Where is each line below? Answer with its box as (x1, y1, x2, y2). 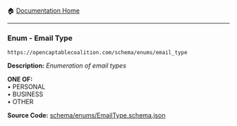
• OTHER (7, 98, 34, 106)
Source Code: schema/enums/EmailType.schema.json (7, 111, 166, 120)
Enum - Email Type (7, 33, 73, 43)
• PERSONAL (7, 82, 46, 91)
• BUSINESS (7, 90, 44, 99)
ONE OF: (7, 75, 33, 84)
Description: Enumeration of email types (7, 61, 127, 70)
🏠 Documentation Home (7, 6, 80, 15)
